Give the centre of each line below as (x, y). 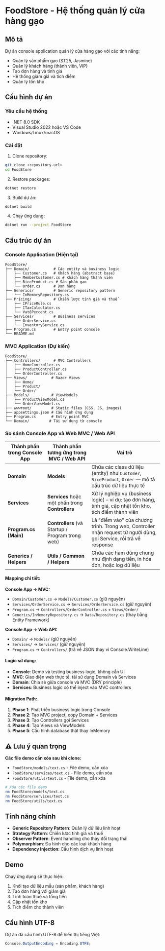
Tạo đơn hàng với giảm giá (39, 891)
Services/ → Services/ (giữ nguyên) (49, 644)
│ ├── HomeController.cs (33, 365)
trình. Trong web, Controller (123, 526)
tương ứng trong (67, 453)
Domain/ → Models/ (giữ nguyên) (44, 639)
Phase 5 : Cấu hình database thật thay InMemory (61, 731)
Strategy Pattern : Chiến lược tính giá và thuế (57, 834)
